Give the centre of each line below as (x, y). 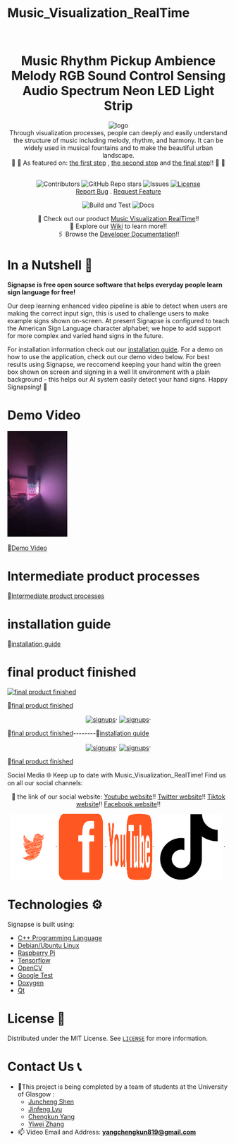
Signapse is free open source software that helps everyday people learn (115, 285)
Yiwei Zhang (46, 1124)
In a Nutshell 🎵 (50, 265)
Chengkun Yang (51, 1116)
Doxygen (31, 982)
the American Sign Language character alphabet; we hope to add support (114, 328)
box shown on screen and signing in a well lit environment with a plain (108, 372)
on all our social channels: (45, 782)
